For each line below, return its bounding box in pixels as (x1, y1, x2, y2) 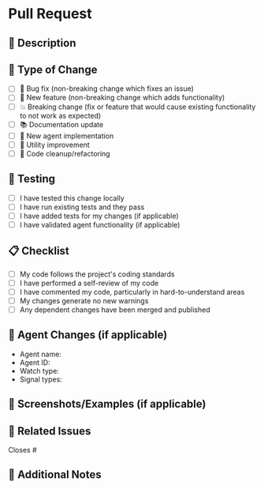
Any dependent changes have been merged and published (19, 305, 210, 314)
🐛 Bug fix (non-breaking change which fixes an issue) (19, 84, 195, 93)
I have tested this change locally (19, 193, 125, 202)
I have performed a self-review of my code (19, 278, 159, 288)
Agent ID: (19, 357, 50, 367)
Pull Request (8, 5, 92, 23)
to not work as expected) (19, 111, 102, 120)
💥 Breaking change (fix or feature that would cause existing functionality (19, 102, 256, 111)
